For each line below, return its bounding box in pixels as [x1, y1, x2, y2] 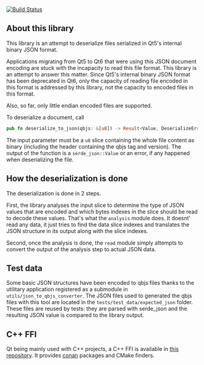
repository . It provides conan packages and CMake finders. [6, 352, 155, 359]
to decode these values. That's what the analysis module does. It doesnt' [6, 214, 191, 221]
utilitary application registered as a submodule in [6, 286, 128, 293]
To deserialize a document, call [6, 113, 84, 121]
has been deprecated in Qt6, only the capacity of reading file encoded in [6, 77, 188, 85]
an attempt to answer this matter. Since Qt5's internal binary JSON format [6, 71, 191, 78]
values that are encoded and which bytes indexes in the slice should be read [6, 207, 198, 215]
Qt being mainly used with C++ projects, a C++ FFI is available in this [6, 346, 179, 353]
